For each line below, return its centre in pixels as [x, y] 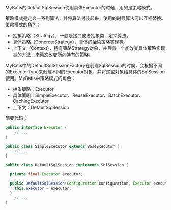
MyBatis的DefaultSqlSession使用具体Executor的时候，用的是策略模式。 [80, 7]
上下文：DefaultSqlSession [41, 107]
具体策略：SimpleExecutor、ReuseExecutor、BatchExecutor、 [78, 95]
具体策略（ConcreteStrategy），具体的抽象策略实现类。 [70, 42]
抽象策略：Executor [33, 89]
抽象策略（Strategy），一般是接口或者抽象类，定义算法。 [72, 35]
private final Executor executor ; [46, 174]
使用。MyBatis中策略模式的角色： [41, 78]
